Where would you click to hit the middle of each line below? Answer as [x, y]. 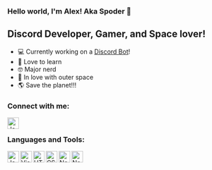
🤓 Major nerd [37, 69]
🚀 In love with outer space [55, 77]
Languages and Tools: [46, 139]
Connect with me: [39, 106]
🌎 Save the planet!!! [47, 85]
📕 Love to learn [40, 61]
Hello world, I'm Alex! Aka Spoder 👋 [70, 11]
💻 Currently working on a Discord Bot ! [74, 51]
